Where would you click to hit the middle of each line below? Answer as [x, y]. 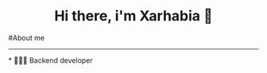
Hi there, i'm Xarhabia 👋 [133, 16]
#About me [27, 38]
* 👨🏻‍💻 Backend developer [50, 60]
